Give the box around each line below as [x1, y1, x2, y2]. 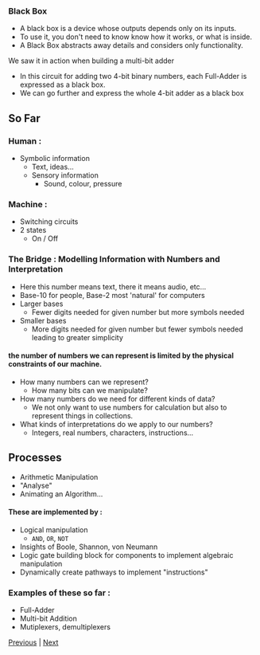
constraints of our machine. [8, 359, 103, 369]
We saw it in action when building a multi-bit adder [8, 56, 175, 65]
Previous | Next [8, 637, 59, 647]
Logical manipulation [19, 524, 88, 535]
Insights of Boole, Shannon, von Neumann [19, 542, 158, 551]
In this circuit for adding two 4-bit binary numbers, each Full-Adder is [19, 72, 247, 81]
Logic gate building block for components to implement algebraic [19, 550, 234, 559]
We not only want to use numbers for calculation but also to [31, 402, 227, 412]
